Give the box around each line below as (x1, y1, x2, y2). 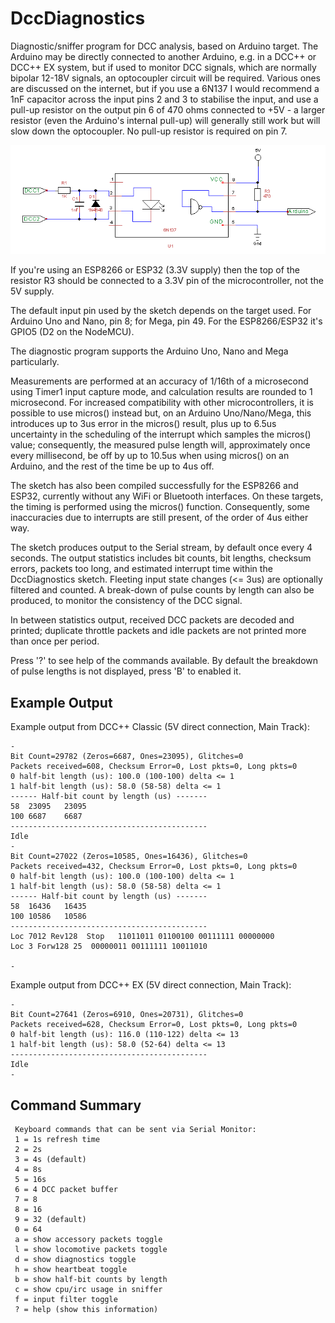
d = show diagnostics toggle (14, 1254, 137, 1264)
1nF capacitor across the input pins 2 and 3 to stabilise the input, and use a (10, 93, 319, 105)
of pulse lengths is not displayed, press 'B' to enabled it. (10, 665, 242, 677)
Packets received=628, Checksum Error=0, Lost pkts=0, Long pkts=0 (10, 1020, 298, 1030)
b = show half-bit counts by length (14, 1274, 168, 1284)
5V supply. (10, 285, 55, 297)
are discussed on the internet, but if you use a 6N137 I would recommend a (10, 82, 320, 94)
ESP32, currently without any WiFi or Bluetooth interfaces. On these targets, (10, 490, 324, 502)
